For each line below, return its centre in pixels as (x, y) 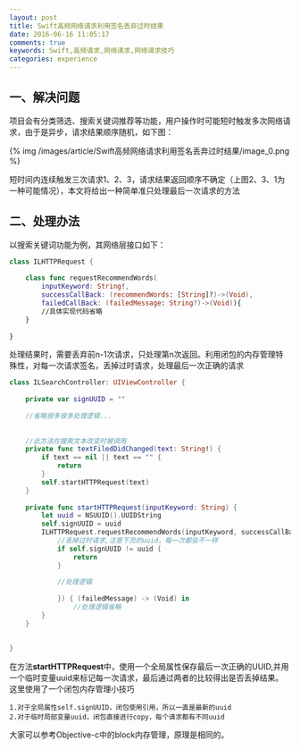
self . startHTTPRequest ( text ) (96, 482)
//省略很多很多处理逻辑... (69, 416)
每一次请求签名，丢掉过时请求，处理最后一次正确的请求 (142, 366)
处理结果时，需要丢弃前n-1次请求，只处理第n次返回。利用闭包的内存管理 (142, 355)
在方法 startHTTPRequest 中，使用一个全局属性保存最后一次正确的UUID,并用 (149, 667)
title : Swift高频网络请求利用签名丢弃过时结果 (87, 26)
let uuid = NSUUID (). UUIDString (102, 516)
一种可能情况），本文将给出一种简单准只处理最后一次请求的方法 (125, 190)
